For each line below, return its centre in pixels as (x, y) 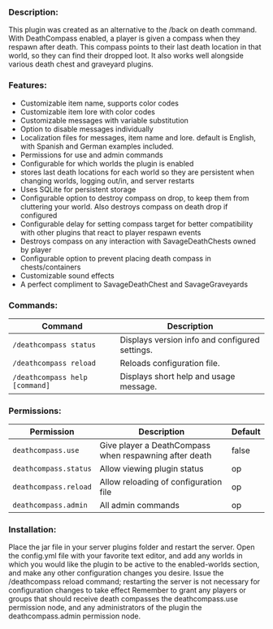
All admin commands (140, 506)
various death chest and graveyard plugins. (81, 64)
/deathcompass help (50, 377)
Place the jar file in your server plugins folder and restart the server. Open (132, 547)
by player (36, 249)
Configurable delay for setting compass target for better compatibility (136, 224)
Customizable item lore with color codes (88, 111)
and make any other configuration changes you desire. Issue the (116, 573)
